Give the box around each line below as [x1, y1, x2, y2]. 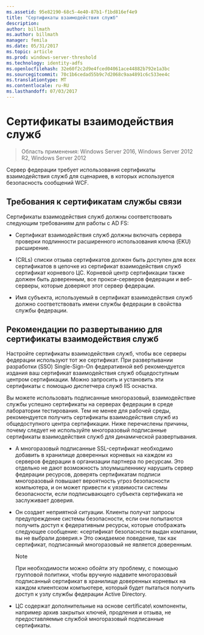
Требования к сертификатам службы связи [6, 196, 182, 207]
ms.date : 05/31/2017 [6, 43, 59, 49]
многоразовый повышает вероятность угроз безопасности [15, 477, 170, 485]
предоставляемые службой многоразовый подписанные [15, 615, 164, 623]
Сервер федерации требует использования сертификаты [6, 166, 156, 173]
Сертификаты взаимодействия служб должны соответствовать [6, 213, 172, 220]
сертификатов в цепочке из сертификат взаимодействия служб [15, 262, 181, 270]
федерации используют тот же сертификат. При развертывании [6, 356, 174, 364]
